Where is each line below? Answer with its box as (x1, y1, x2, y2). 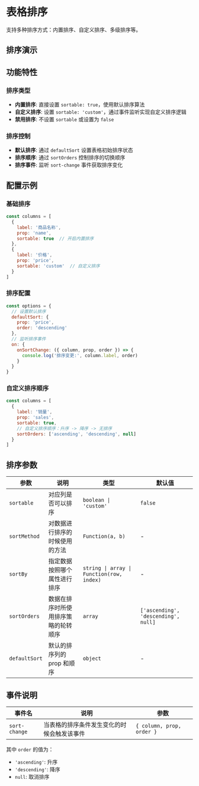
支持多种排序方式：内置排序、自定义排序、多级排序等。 (6, 26, 141, 33)
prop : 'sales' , (17, 415, 54, 421)
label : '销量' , (17, 409, 53, 415)
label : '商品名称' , (17, 224, 61, 230)
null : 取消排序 (14, 773, 50, 780)
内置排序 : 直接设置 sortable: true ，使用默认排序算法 (14, 101, 145, 108)
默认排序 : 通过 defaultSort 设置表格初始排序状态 (14, 146, 133, 154)
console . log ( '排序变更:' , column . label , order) (21, 352, 138, 358)
